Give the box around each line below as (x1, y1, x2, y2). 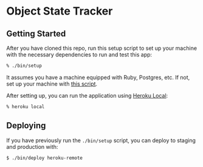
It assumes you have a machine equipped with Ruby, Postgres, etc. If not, (6, 73, 190, 81)
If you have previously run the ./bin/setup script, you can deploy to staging (6, 137, 196, 144)
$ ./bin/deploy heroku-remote (6, 155, 83, 161)
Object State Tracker (6, 4, 113, 18)
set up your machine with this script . (6, 80, 98, 87)
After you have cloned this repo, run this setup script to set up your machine (6, 44, 198, 52)
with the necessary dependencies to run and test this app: (6, 51, 153, 58)
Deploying (6, 120, 46, 131)
